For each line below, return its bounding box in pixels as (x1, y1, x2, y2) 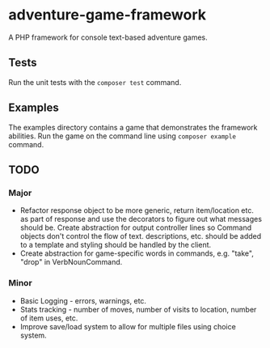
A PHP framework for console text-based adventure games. (8, 32, 208, 42)
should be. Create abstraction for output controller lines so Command (19, 223, 252, 232)
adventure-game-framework (8, 6, 206, 24)
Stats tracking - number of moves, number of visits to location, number (19, 304, 257, 314)
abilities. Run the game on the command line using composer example (8, 131, 237, 141)
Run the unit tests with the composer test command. (8, 77, 182, 87)
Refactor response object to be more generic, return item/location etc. (19, 206, 255, 215)
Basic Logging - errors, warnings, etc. (19, 295, 147, 305)
